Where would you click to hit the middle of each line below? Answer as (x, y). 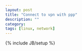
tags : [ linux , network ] (30, 29)
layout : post (19, 10)
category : (16, 24)
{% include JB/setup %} (30, 43)
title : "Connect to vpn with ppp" (42, 15)
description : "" (22, 19)
